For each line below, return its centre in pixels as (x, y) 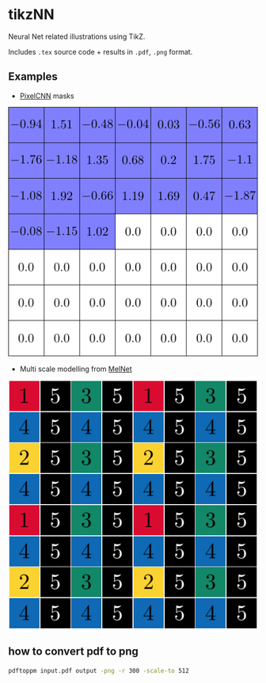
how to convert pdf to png (73, 652)
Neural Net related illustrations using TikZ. (77, 36)
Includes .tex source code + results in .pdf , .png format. (101, 51)
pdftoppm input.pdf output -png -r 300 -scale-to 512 (99, 670)
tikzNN (31, 15)
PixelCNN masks (47, 96)
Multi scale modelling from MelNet (76, 369)
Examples (33, 77)
